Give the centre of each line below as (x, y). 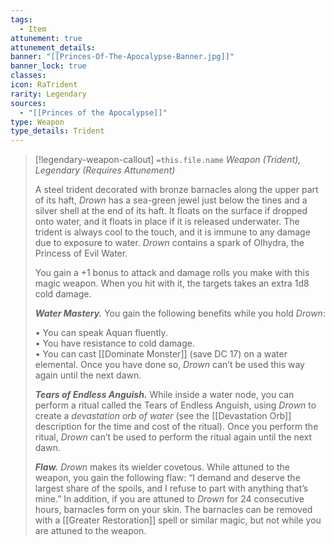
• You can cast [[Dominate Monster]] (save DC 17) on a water (161, 354)
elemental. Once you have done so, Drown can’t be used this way (169, 365)
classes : (28, 76)
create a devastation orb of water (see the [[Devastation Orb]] (163, 416)
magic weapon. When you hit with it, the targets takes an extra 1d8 (172, 283)
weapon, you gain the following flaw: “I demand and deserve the (167, 478)
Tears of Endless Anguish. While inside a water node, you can (164, 395)
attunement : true (46, 38)
